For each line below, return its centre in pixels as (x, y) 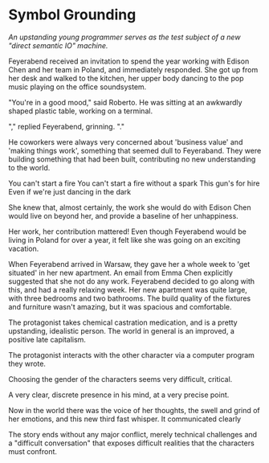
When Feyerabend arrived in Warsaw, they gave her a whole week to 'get (129, 264)
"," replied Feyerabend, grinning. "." (66, 126)
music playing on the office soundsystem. (77, 87)
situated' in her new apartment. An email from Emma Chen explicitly (120, 272)
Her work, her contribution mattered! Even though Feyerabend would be (127, 231)
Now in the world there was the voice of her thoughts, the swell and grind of (134, 410)
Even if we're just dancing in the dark (70, 191)
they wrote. (27, 363)
